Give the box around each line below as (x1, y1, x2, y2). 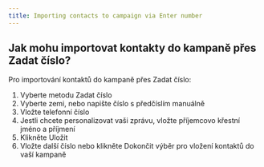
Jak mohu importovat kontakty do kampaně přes (8, 42, 257, 55)
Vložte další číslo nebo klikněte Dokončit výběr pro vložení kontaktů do (19, 141, 254, 151)
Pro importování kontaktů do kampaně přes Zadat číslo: (8, 75, 192, 85)
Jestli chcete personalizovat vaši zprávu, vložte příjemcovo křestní (19, 116, 241, 125)
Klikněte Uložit (19, 133, 68, 142)
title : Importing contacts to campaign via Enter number (8, 11, 203, 20)
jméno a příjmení (19, 125, 75, 134)
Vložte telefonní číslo (19, 107, 90, 117)
